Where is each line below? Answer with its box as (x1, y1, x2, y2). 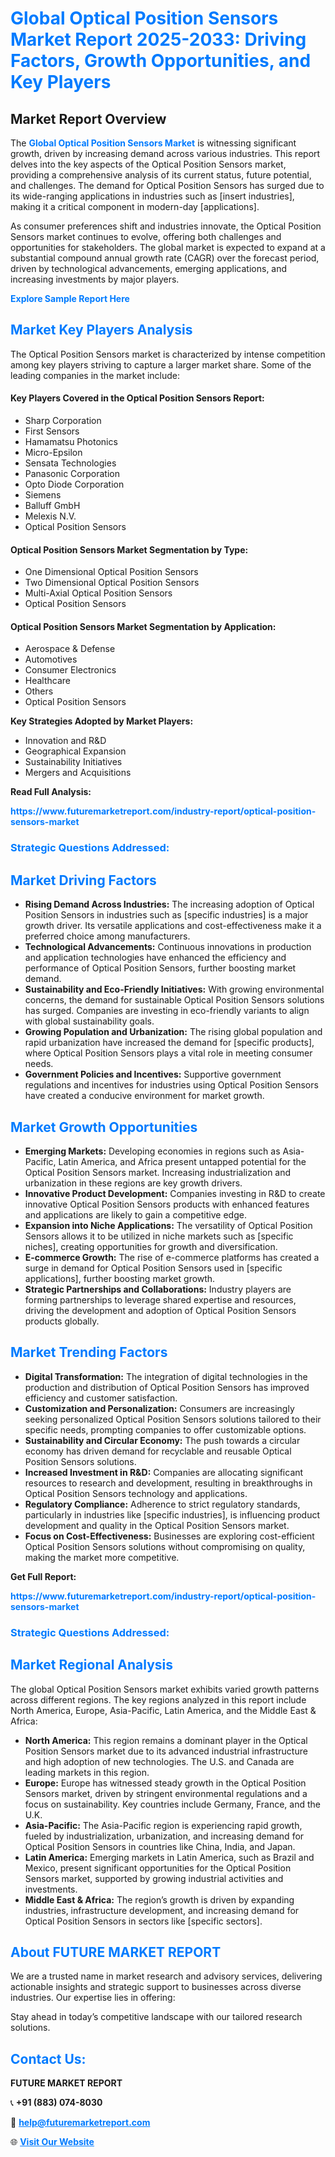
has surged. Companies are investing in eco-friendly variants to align (24, 1005, 310, 1017)
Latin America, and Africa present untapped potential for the (58, 1155, 307, 1167)
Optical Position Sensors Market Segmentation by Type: (10, 543, 249, 556)
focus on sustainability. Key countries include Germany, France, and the (24, 1798, 322, 1810)
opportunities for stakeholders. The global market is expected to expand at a (10, 242, 326, 253)
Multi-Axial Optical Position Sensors (24, 587, 173, 599)
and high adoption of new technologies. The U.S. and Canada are (24, 1755, 295, 1767)
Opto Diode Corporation (24, 478, 125, 491)
